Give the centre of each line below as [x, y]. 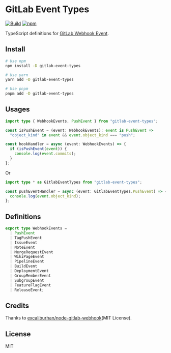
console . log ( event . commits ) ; [45, 154]
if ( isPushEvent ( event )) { [38, 149]
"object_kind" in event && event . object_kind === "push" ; [73, 135]
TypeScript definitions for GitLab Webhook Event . [57, 33]
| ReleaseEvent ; [27, 290]
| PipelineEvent [27, 261]
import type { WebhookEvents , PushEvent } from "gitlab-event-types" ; [82, 121]
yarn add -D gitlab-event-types [39, 80]
